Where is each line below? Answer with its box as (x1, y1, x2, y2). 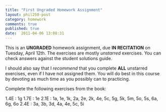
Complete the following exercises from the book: (5, 86, 106, 91)
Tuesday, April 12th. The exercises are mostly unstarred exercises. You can (5, 50, 161, 56)
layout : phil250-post (5, 12, 51, 17)
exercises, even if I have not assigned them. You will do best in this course (5, 71, 160, 76)
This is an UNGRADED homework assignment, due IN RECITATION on (5, 45, 150, 50)
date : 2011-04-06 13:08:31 (5, 31, 65, 36)
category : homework (5, 17, 46, 22)
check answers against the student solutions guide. (5, 55, 113, 61)
